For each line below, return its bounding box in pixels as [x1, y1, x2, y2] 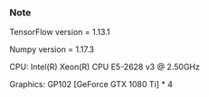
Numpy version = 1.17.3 [9, 44, 95, 55]
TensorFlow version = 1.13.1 [9, 27, 110, 38]
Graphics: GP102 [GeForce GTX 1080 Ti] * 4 [9, 79, 174, 90]
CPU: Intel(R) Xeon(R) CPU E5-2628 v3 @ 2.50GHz [9, 61, 201, 73]
